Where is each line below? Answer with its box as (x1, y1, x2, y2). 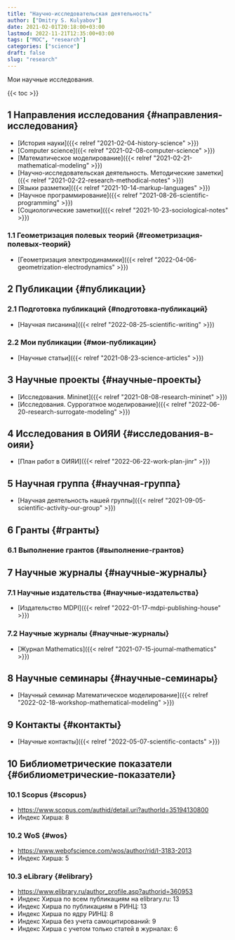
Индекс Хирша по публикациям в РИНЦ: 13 (17, 902, 147, 911)
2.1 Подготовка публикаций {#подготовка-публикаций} (7, 304, 208, 314)
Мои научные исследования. (7, 75, 95, 83)
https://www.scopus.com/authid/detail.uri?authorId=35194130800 (17, 805, 209, 814)
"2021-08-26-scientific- (139, 191, 209, 199)
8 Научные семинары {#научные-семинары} (7, 672, 219, 684)
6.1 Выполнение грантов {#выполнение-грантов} (7, 545, 184, 555)
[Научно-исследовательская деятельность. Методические (17, 168, 195, 177)
